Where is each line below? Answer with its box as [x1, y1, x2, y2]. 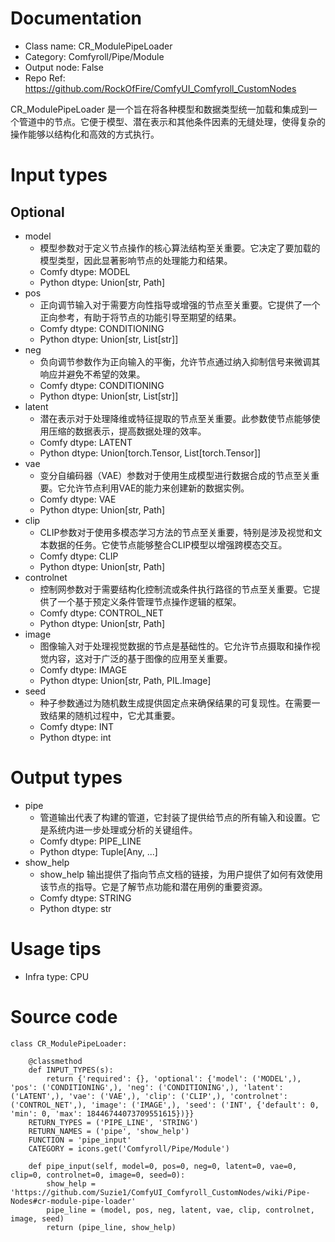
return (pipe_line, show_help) [46, 1222, 177, 1232]
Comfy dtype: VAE [39, 493, 117, 505]
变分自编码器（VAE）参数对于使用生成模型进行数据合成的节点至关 [39, 469, 312, 481]
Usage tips [10, 938, 102, 961]
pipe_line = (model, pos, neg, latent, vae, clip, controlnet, [46, 1205, 315, 1215]
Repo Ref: [24, 72, 66, 84]
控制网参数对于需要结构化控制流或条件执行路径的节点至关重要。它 [39, 583, 312, 595]
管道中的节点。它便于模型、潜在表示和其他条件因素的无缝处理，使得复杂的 [18, 115, 326, 127]
